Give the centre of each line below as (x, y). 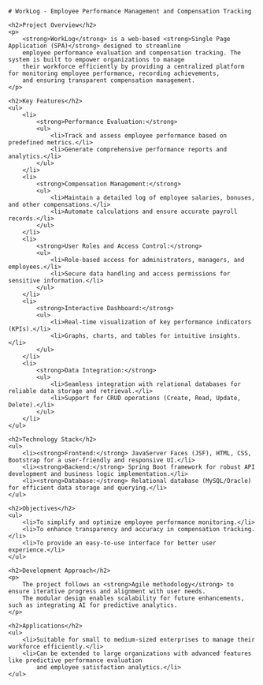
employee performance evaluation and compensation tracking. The (132, 53)
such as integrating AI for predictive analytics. (93, 605)
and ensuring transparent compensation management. (109, 80)
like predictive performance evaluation (76, 661)
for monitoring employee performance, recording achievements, (114, 73)
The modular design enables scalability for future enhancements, (133, 598)
